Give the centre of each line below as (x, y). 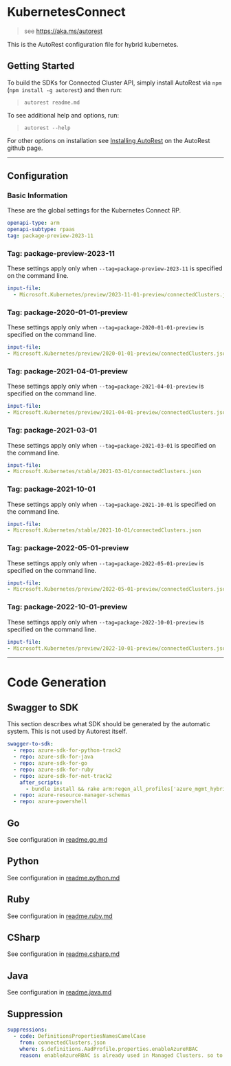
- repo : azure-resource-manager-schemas (72, 795)
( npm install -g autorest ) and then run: (65, 89)
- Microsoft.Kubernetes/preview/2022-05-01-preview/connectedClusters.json (118, 589)
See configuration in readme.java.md (59, 992)
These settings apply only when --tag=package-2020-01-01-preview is (106, 327)
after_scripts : (41, 782)
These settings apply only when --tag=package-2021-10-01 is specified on (112, 504)
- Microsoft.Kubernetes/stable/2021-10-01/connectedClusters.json (104, 530)
